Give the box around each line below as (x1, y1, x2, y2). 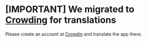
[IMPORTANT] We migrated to (5, 4, 135, 15)
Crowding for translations (5, 14, 116, 26)
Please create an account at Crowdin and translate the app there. (5, 31, 142, 37)
